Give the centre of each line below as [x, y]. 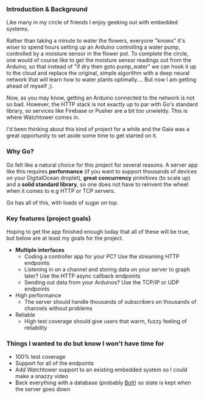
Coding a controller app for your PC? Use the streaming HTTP [102, 256]
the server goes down [43, 389]
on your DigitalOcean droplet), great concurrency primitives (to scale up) [98, 178]
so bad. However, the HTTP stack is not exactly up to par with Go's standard [102, 104]
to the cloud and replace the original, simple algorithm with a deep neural [98, 73]
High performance [38, 295]
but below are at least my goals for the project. [65, 238]
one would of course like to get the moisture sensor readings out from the [99, 60]
